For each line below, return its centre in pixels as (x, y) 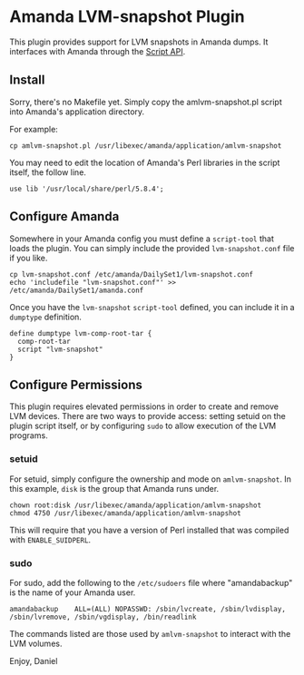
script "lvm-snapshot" (60, 349)
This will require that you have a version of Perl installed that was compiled (149, 530)
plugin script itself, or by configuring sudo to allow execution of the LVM (143, 426)
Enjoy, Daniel (34, 660)
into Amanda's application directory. (77, 112)
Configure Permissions (76, 384)
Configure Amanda (64, 216)
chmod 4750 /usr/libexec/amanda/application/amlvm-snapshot (126, 513)
